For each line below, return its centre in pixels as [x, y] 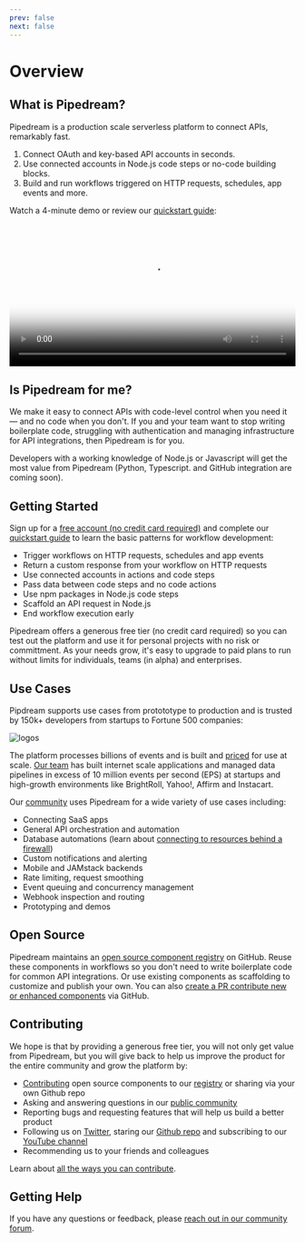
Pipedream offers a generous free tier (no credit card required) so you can [148, 631]
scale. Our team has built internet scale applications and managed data [143, 765]
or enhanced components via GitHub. [79, 996]
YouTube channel [55, 1141]
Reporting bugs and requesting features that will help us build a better [153, 1112]
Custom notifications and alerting [85, 858]
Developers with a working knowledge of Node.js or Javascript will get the [148, 458]
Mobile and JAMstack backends [83, 867]
